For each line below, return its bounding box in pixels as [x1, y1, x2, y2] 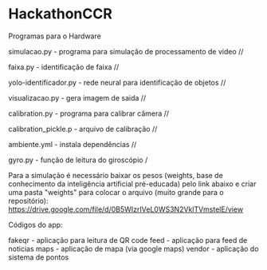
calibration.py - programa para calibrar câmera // [8, 109, 170, 118]
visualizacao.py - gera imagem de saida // [8, 93, 147, 102]
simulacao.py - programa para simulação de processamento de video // [8, 46, 244, 56]
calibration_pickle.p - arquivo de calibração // [8, 124, 158, 133]
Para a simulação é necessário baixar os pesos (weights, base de [8, 170, 223, 180]
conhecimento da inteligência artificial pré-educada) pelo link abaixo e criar [8, 179, 257, 189]
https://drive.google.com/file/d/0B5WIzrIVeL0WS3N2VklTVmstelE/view [8, 204, 244, 214]
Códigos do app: [8, 220, 63, 229]
